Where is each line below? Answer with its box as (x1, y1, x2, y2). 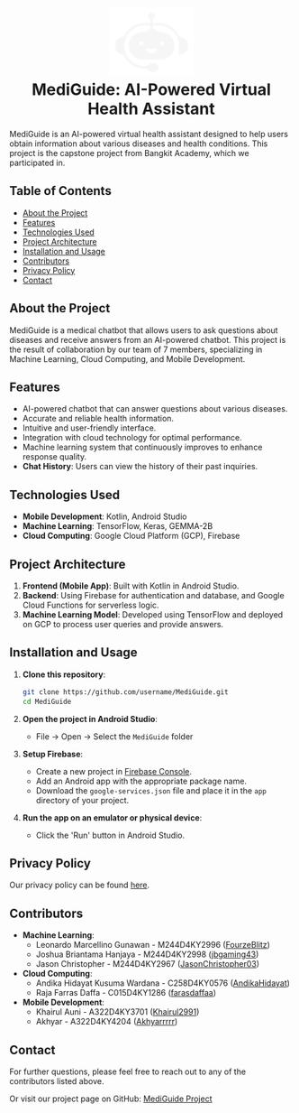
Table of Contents (9, 183, 113, 199)
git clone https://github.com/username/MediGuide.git (22, 687, 229, 697)
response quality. (22, 451, 87, 462)
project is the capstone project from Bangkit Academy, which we (9, 147, 249, 158)
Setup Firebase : (22, 748, 84, 759)
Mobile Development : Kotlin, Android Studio (22, 511, 187, 522)
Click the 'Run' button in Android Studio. (35, 830, 186, 840)
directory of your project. (35, 794, 130, 805)
